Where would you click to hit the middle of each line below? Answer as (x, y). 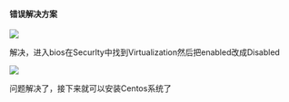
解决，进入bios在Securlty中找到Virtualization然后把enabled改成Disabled (144, 52)
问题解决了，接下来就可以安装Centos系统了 (90, 88)
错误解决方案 (33, 14)
